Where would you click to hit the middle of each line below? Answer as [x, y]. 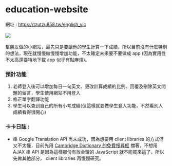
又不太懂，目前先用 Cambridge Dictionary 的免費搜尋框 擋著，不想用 [85, 145]
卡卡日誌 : [17, 127]
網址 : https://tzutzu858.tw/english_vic [46, 24]
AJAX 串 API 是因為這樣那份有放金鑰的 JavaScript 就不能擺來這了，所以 [88, 152]
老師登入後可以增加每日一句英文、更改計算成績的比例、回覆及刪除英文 [87, 86]
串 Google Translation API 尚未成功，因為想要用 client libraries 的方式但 [88, 139]
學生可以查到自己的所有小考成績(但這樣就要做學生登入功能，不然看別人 [88, 106]
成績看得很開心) [29, 112]
